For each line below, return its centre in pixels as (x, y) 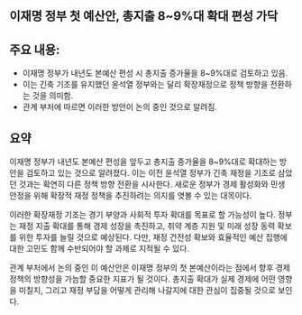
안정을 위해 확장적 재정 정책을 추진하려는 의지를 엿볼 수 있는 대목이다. (131, 196)
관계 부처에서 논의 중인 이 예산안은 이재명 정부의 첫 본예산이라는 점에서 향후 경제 (150, 268)
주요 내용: (35, 49)
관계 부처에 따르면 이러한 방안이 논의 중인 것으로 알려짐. (120, 107)
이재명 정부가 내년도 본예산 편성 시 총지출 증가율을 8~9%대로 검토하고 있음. (155, 73)
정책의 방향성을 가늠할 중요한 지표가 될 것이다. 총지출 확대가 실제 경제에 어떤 (143, 279)
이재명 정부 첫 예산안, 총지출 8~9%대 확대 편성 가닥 (144, 16)
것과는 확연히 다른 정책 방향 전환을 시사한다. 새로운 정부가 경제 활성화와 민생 (152, 184)
